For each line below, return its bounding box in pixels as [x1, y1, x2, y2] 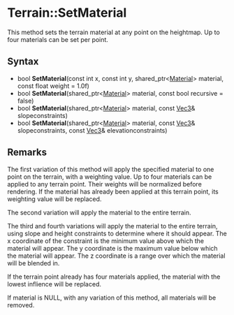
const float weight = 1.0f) [17, 82, 89, 90]
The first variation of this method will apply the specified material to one [7, 165, 214, 173]
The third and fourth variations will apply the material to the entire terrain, [7, 221, 218, 230]
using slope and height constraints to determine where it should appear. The [7, 229, 227, 237]
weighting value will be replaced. [7, 194, 102, 203]
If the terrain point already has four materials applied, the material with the [7, 272, 221, 281]
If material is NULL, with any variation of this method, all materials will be [7, 293, 217, 302]
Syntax [7, 56, 39, 68]
